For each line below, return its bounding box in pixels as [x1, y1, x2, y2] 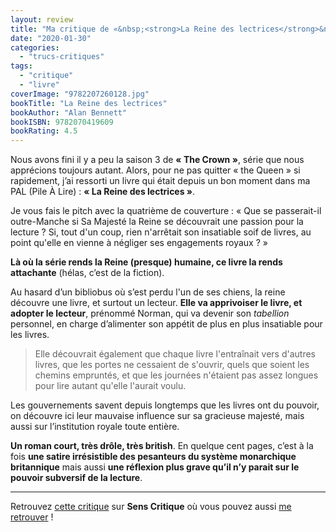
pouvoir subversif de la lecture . [10, 472, 143, 484]
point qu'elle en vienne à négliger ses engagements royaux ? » [10, 237, 268, 249]
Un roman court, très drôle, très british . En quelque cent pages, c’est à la [10, 440, 314, 452]
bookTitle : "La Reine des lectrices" [10, 98, 168, 108]
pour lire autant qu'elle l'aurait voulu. [34, 380, 187, 392]
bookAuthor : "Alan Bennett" [10, 107, 128, 118]
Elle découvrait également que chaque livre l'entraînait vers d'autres [34, 348, 317, 360]
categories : [10, 42, 60, 53]
